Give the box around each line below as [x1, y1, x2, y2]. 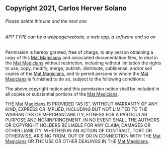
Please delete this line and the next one [5, 18, 87, 24]
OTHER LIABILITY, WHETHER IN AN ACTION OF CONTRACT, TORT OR [5, 128, 152, 134]
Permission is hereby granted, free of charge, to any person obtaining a [5, 49, 153, 55]
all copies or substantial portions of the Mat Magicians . [5, 91, 119, 97]
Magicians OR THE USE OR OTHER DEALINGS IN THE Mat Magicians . [5, 138, 149, 144]
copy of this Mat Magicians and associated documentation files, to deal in [5, 55, 158, 61]
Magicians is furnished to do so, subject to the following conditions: [5, 76, 145, 82]
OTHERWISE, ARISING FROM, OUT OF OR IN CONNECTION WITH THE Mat [5, 133, 161, 139]
